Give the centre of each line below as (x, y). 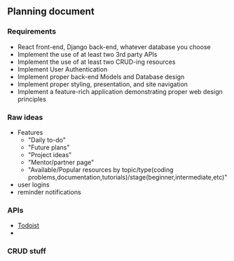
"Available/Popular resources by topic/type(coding (101, 169)
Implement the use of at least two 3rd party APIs (87, 54)
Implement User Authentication (62, 69)
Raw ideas (25, 117)
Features (30, 132)
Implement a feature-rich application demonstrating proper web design (120, 91)
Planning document (51, 12)
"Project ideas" (50, 154)
